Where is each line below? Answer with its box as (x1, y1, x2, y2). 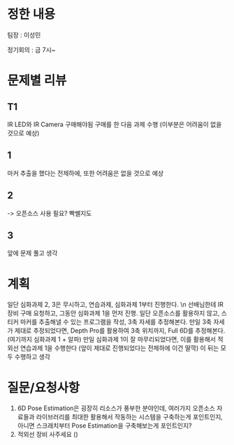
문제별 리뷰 (7, 73, 67, 89)
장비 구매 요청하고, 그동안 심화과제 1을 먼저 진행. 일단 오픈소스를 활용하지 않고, (7, 309, 220, 317)
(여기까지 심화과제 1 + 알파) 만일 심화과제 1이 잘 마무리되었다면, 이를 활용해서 (7, 335, 217, 344)
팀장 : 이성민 (7, 31, 41, 39)
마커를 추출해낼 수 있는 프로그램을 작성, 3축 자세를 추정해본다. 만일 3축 (20, 318, 212, 326)
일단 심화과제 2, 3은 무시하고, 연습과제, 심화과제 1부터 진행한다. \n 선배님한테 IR (7, 301, 224, 309)
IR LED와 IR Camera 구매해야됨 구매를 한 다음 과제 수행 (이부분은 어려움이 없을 (7, 120, 222, 128)
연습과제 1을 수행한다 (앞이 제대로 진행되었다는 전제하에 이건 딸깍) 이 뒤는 (20, 344, 219, 352)
